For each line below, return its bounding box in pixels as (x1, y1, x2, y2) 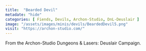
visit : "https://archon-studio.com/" (5, 26, 85, 31)
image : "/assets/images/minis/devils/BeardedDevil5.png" (5, 21, 128, 27)
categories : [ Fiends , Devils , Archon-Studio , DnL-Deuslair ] (5, 17, 139, 22)
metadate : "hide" (5, 12, 42, 17)
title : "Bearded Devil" (5, 7, 58, 13)
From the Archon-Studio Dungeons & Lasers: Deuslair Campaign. (5, 40, 141, 46)
